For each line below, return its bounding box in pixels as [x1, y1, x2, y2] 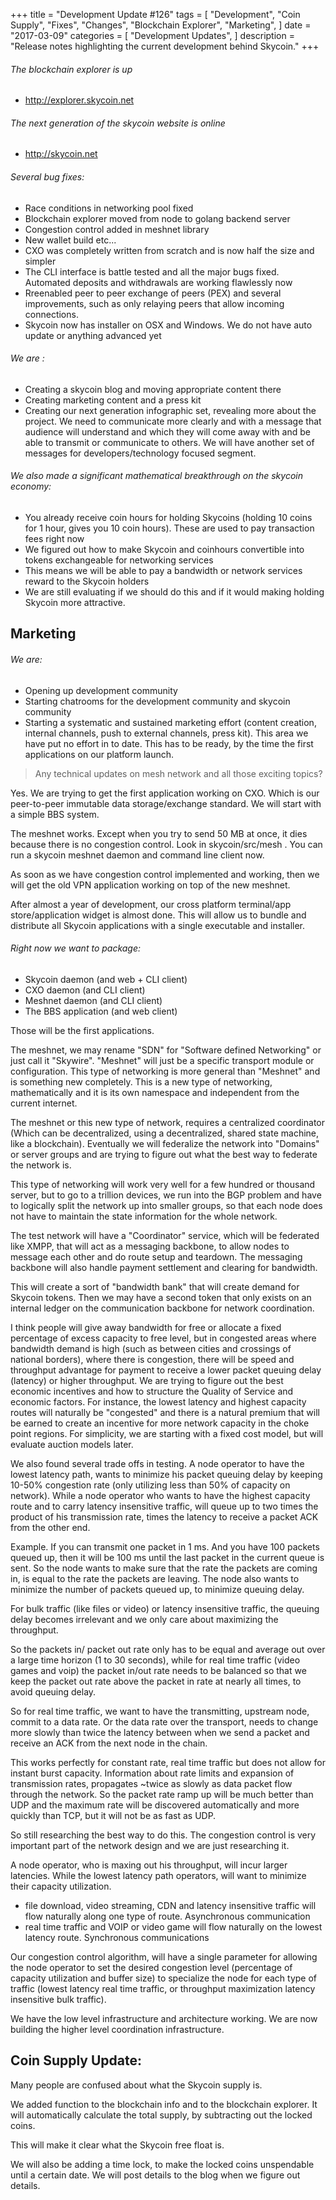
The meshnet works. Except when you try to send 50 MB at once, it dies [10, 827, 308, 839]
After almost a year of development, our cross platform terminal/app [10, 898, 292, 910]
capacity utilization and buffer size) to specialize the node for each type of [10, 1972, 318, 1984]
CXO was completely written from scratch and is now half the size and [24, 244, 315, 256]
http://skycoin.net [24, 148, 98, 160]
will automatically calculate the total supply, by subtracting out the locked [10, 2109, 313, 2121]
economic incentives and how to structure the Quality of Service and [10, 1385, 294, 1397]
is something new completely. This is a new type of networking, [10, 1075, 273, 1088]
